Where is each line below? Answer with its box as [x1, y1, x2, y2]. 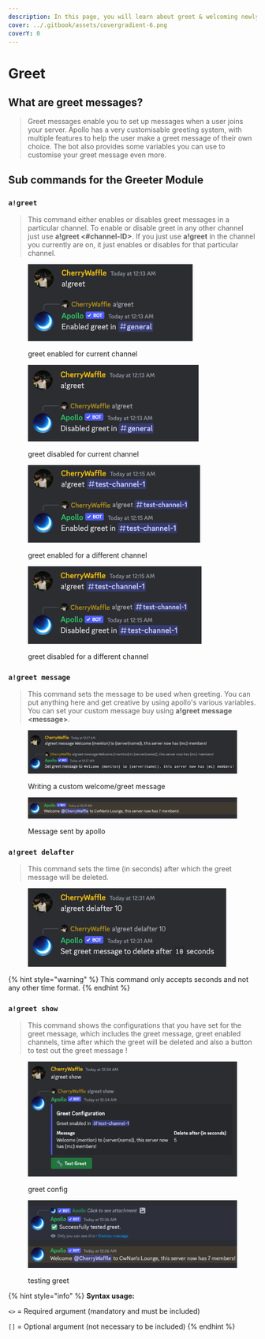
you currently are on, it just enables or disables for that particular [27, 240, 239, 250]
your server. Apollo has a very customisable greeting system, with [27, 125, 242, 134]
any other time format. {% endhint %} [8, 984, 130, 993]
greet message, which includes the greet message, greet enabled [27, 1029, 241, 1039]
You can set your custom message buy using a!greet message [27, 706, 233, 716]
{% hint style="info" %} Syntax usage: [8, 1291, 135, 1300]
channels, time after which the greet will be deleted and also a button [27, 1037, 252, 1047]
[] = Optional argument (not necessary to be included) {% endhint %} [8, 1322, 236, 1331]
